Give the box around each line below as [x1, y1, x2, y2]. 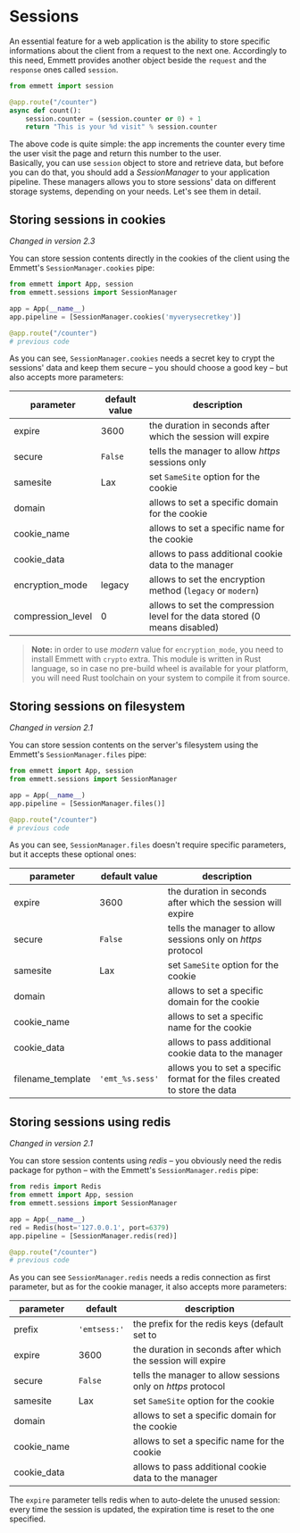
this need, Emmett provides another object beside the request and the [9, 54, 267, 65]
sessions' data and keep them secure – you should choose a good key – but [9, 362, 288, 373]
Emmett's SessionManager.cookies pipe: [9, 262, 154, 273]
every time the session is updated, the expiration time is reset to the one [9, 1504, 275, 1515]
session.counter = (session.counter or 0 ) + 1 [25, 114, 202, 123]
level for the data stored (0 [148, 610, 261, 622]
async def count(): [9, 105, 82, 115]
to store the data [167, 1084, 237, 1096]
